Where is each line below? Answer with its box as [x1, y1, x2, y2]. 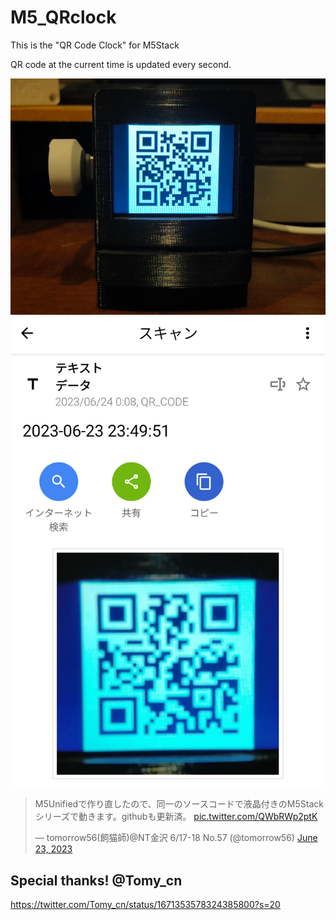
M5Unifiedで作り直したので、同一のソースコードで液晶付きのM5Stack [34, 798, 325, 810]
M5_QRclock [10, 6, 117, 29]
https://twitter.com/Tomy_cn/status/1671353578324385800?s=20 [10, 899, 281, 911]
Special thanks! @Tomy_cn [10, 872, 183, 889]
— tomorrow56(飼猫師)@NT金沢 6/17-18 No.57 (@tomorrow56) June [34, 832, 318, 844]
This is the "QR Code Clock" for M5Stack [10, 39, 180, 51]
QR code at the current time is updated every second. [10, 58, 232, 70]
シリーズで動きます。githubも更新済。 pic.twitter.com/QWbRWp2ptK [34, 811, 318, 823]
